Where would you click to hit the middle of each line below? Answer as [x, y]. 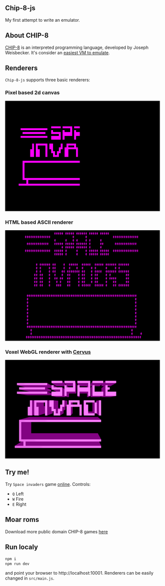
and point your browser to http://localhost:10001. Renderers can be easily [79, 573]
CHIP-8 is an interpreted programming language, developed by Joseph [77, 47]
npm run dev [17, 564]
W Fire [18, 499]
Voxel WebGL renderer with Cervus [48, 352]
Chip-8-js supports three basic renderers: [48, 80]
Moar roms [22, 520]
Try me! [17, 472]
